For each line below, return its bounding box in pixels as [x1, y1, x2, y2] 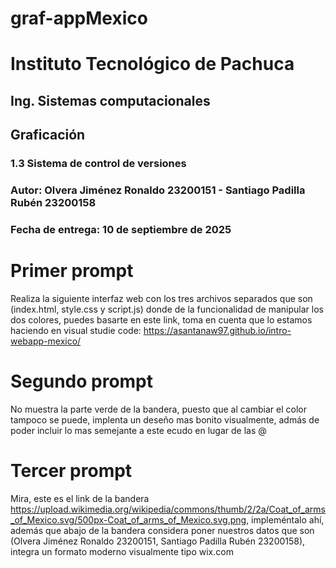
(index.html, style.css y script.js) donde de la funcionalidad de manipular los [10, 303, 324, 315]
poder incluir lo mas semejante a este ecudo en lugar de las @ [10, 424, 267, 436]
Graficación [10, 127, 86, 144]
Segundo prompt [10, 370, 154, 393]
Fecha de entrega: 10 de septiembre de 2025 [10, 222, 232, 236]
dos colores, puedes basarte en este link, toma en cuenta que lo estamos [10, 313, 313, 326]
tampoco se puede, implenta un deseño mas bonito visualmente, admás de [10, 413, 320, 426]
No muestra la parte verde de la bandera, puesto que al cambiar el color [10, 403, 307, 415]
